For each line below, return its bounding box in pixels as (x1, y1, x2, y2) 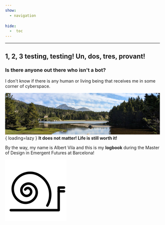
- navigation (9, 13, 36, 18)
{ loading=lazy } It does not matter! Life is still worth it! (5, 135, 118, 141)
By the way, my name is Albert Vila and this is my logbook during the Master (5, 145, 160, 151)
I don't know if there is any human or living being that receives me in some (5, 78, 156, 84)
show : (5, 8, 16, 13)
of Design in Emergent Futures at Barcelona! (5, 150, 95, 156)
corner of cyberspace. (5, 83, 51, 89)
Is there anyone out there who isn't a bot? (5, 67, 106, 74)
